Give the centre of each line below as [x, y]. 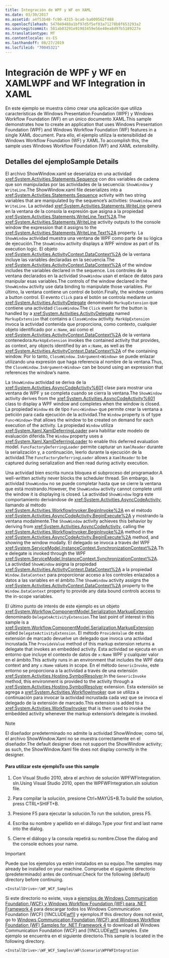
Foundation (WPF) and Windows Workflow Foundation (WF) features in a [81, 129]
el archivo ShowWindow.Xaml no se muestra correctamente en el [73, 738]
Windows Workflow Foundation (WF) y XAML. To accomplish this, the [77, 140]
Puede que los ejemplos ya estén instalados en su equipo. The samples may [84, 863]
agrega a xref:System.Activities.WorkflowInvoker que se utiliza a [72, 692]
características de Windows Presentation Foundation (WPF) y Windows [79, 113]
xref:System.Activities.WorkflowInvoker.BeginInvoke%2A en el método [79, 510]
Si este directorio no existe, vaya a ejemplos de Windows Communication [81, 898]
